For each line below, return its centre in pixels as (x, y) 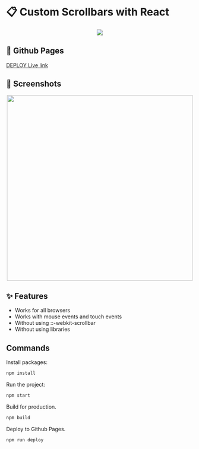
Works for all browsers (42, 311)
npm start (18, 396)
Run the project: (26, 385)
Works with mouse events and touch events (68, 317)
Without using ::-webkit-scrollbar (55, 323)
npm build (18, 418)
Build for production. (31, 407)
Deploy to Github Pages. (36, 429)
